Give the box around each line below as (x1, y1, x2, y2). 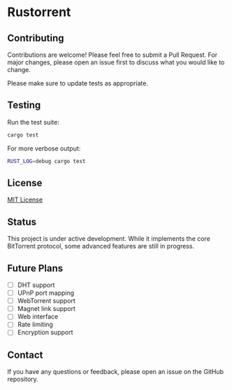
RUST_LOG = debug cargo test (7, 158, 86, 165)
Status (7, 216, 37, 228)
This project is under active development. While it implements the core (7, 235, 211, 243)
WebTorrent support (17, 297, 75, 305)
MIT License (7, 195, 43, 204)
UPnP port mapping (17, 288, 75, 298)
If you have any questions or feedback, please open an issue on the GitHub (7, 368, 224, 376)
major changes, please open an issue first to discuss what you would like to (7, 58, 225, 67)
